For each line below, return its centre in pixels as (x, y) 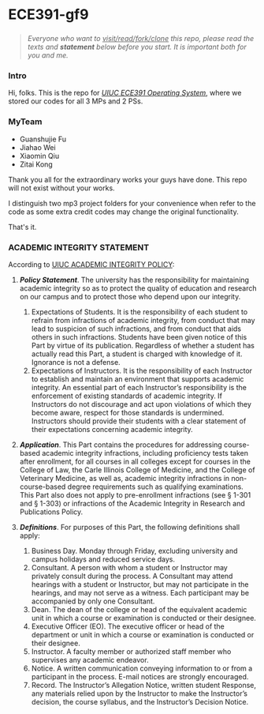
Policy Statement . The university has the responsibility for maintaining (134, 280)
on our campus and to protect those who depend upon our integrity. (130, 297)
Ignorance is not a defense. (76, 362)
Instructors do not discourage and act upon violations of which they (141, 404)
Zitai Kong (36, 164)
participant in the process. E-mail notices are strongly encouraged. (140, 676)
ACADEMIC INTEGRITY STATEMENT (79, 247)
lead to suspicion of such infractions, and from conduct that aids (136, 329)
